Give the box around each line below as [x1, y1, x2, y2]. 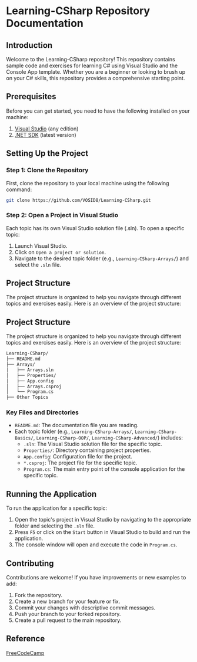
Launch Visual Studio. [14, 242, 68, 249]
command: [6, 186, 32, 193]
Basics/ [14, 435, 34, 441]
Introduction [6, 40, 53, 50]
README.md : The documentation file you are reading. [14, 422, 139, 429]
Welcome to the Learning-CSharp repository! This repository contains [6, 56, 175, 63]
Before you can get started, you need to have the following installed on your [6, 107, 190, 114]
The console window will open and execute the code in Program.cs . [14, 541, 178, 548]
